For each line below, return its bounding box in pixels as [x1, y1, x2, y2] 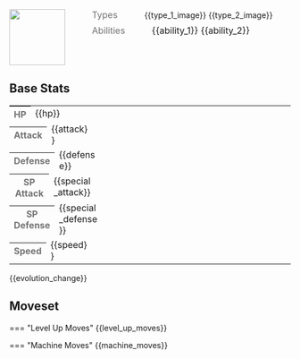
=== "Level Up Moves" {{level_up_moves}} [9, 322, 168, 333]
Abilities [92, 24, 126, 37]
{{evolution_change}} [9, 272, 87, 283]
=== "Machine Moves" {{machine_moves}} [9, 339, 168, 350]
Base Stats [9, 81, 71, 97]
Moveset [9, 299, 60, 314]
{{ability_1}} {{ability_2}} [151, 24, 250, 37]
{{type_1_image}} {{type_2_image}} [144, 9, 273, 21]
